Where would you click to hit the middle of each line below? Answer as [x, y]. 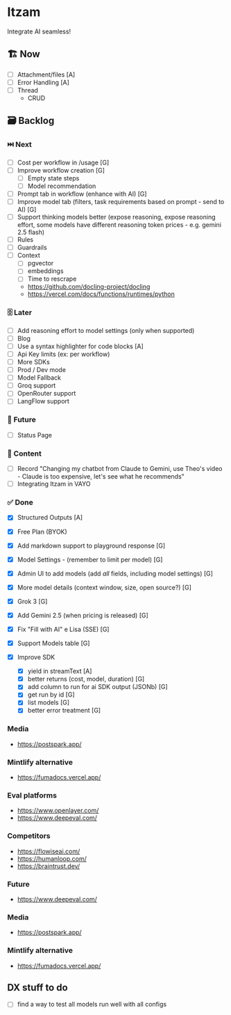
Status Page [35, 435]
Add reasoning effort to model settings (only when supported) [106, 330]
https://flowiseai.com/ [49, 851]
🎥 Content [24, 454]
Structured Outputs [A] [50, 518]
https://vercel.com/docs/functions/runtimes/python [101, 294]
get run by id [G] [51, 695]
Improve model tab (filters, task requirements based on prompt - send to [121, 201]
